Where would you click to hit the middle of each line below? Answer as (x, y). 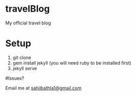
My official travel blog (28, 23)
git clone (22, 57)
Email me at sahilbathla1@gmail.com (43, 88)
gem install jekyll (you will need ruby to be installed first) (72, 63)
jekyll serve (25, 68)
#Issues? (15, 78)
